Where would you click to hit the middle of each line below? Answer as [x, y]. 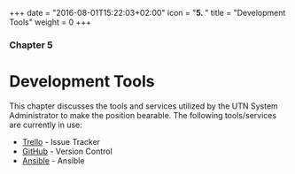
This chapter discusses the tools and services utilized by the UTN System [144, 106]
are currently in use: [46, 125]
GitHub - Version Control [67, 151]
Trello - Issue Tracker [61, 141]
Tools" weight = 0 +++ [50, 22]
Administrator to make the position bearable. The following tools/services [143, 115]
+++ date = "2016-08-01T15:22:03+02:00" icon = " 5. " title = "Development [147, 13]
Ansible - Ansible [53, 160]
